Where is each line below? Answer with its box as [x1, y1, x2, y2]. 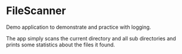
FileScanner [6, 4, 66, 18]
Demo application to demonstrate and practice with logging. [6, 23, 151, 31]
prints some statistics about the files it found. [6, 41, 116, 48]
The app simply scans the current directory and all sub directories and [6, 35, 176, 42]
